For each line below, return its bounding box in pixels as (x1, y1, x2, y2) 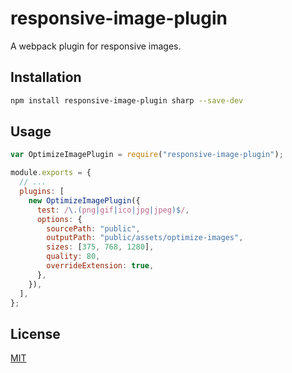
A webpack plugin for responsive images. (10, 40, 182, 52)
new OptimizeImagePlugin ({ (28, 195, 141, 206)
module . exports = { (10, 168, 92, 178)
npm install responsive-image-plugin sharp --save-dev (10, 95, 244, 106)
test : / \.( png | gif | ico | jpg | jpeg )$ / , (36, 205, 190, 215)
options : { (36, 214, 83, 224)
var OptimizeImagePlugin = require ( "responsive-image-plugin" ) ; (10, 150, 284, 160)
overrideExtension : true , (46, 261, 155, 271)
